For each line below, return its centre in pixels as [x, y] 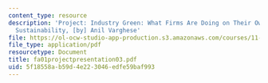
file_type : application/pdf [55, 45]
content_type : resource [48, 15]
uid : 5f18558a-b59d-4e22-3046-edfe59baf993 [82, 67]
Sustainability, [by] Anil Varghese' [78, 30]
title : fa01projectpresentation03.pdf [73, 60]
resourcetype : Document [48, 52]
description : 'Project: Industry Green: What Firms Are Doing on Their [130, 23]
